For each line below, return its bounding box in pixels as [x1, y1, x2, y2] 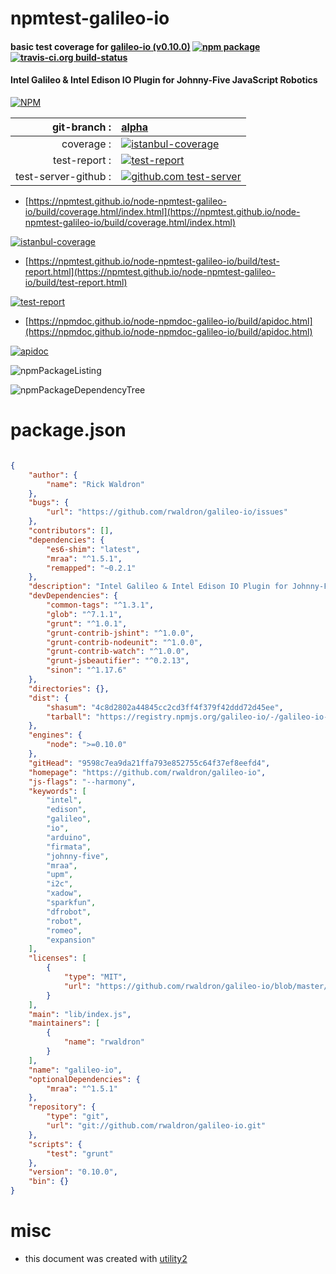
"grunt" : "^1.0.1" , [46, 618, 128, 629]
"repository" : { [28, 1102, 97, 1112]
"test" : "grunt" [46, 1148, 114, 1159]
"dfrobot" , [46, 907, 92, 917]
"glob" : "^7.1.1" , [46, 609, 123, 619]
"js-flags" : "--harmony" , [28, 777, 137, 787]
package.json [10, 419, 127, 442]
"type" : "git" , [46, 1112, 110, 1122]
